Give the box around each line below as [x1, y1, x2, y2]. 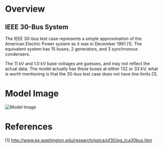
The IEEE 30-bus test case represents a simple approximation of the [5, 36, 142, 41]
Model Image [5, 88, 59, 99]
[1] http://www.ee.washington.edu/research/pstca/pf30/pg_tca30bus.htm [5, 137, 152, 143]
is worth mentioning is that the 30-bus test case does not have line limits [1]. [5, 71, 158, 76]
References [5, 121, 53, 132]
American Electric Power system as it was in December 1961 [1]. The [5, 41, 142, 47]
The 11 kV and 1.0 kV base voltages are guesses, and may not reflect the [5, 61, 150, 66]
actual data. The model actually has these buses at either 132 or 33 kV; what [5, 66, 158, 72]
